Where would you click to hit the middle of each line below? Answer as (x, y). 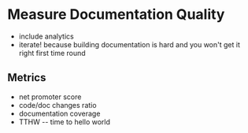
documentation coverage (59, 113)
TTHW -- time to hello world (65, 122)
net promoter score (50, 97)
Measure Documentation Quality (116, 15)
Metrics (27, 78)
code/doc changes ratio (57, 105)
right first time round (52, 53)
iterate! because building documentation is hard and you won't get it (130, 44)
